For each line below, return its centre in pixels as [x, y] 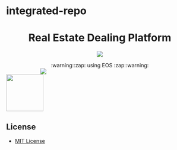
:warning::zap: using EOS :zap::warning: [100, 66]
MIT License [30, 141]
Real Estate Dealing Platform [100, 38]
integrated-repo [47, 11]
